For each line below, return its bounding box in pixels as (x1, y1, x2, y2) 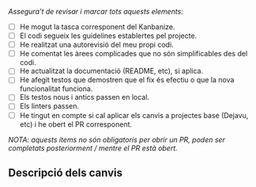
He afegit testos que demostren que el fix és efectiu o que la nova (19, 75, 235, 85)
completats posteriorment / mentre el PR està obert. (8, 143, 178, 153)
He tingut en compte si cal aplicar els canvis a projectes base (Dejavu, (19, 110, 249, 120)
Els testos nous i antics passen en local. (19, 93, 150, 102)
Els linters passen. (19, 101, 79, 111)
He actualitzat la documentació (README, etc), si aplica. (19, 67, 204, 76)
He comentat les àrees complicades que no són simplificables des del (19, 49, 248, 59)
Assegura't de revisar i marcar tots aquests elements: (8, 7, 183, 16)
